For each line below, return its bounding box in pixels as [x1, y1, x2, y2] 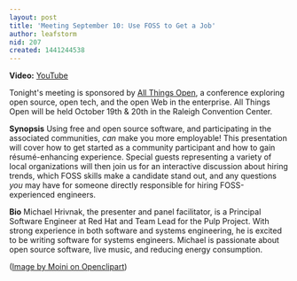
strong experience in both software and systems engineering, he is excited [9, 225, 282, 236]
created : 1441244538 [9, 46, 86, 55]
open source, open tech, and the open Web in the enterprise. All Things [9, 97, 270, 107]
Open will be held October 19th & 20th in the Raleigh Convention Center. [9, 106, 273, 117]
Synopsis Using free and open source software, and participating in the [9, 123, 272, 134]
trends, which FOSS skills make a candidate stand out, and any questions [9, 170, 277, 182]
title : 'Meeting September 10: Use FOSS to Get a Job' [9, 21, 216, 30]
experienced [9, 190, 56, 200]
